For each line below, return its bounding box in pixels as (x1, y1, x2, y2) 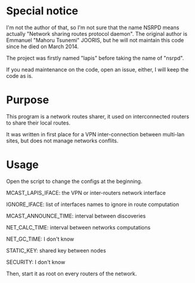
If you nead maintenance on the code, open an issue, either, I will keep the (6, 66, 189, 73)
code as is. (6, 72, 33, 79)
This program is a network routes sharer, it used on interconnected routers (6, 113, 190, 120)
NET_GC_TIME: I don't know (6, 235, 75, 242)
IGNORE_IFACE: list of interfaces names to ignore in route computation (6, 201, 179, 208)
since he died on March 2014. (6, 43, 79, 50)
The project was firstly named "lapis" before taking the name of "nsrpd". (6, 54, 184, 61)
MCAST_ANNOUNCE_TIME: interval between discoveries (6, 212, 146, 219)
